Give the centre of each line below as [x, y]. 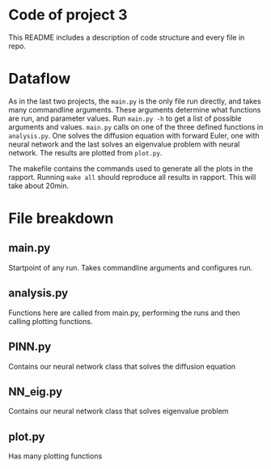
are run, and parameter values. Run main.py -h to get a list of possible [125, 118]
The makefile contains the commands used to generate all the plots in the [131, 168]
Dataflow [40, 79]
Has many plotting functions [55, 456]
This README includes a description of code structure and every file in [127, 37]
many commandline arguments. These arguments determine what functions [135, 109]
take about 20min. [38, 185]
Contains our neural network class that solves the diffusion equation [122, 366]
